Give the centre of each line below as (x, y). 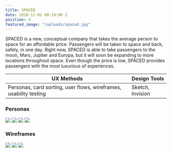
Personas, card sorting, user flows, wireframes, (65, 88)
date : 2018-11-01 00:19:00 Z (36, 15)
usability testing (27, 94)
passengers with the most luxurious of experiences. (60, 66)
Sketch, (141, 88)
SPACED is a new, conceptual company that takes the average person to (82, 39)
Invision (141, 94)
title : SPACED (20, 10)
